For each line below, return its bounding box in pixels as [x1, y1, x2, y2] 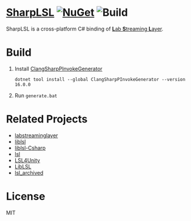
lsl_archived [14, 169, 44, 176]
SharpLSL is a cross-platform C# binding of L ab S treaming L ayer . [6, 25, 164, 32]
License [6, 190, 46, 203]
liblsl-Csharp [14, 144, 46, 151]
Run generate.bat [14, 91, 57, 99]
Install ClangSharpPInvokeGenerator [14, 65, 103, 72]
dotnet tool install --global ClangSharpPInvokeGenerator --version [14, 76, 186, 82]
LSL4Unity [14, 157, 40, 164]
